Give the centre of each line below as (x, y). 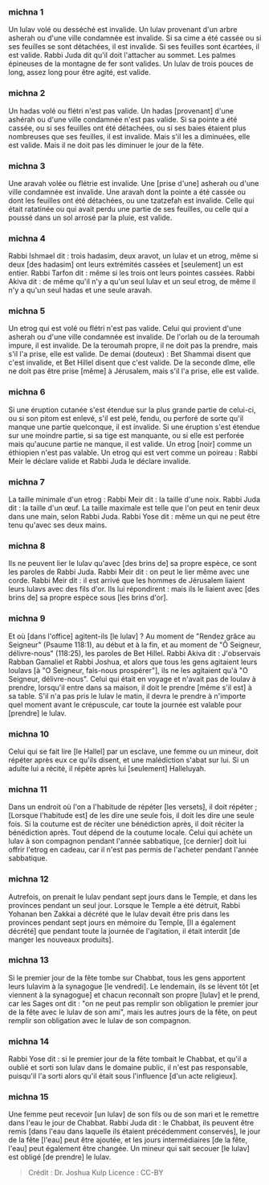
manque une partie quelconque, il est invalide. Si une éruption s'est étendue (134, 427)
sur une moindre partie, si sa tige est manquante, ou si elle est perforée (126, 435)
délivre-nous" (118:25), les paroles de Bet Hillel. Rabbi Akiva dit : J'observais (134, 653)
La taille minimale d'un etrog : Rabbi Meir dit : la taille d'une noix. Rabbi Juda (134, 500)
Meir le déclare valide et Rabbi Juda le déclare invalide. (100, 460)
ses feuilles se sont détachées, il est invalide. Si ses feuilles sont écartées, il (134, 47)
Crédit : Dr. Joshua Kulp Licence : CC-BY (96, 1173)
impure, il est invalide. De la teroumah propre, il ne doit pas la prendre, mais (133, 345)
